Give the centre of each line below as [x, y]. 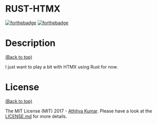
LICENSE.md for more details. [36, 116]
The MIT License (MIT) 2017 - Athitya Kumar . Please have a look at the [79, 111]
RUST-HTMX [33, 9]
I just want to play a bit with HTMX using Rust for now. [62, 67]
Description [30, 43]
